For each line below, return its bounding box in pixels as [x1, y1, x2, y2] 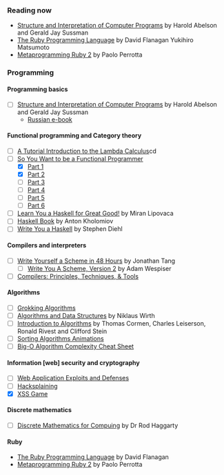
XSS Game [17, 389, 48, 398]
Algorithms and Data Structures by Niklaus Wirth [17, 312, 155, 320]
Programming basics [7, 85, 68, 93]
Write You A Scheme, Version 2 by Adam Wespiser [27, 264, 172, 272]
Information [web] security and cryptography [7, 358, 140, 366]
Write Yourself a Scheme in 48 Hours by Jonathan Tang [17, 257, 176, 265]
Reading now [7, 6, 52, 15]
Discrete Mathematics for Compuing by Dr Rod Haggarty [17, 421, 179, 429]
